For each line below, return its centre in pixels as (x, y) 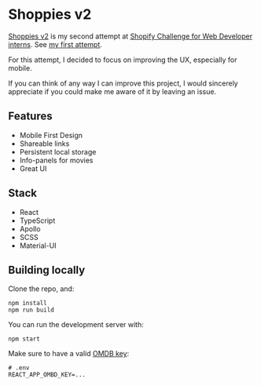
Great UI (33, 168)
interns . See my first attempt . (55, 44)
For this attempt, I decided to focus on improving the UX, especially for (123, 60)
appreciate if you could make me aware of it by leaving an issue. (112, 91)
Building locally (47, 269)
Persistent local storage (58, 151)
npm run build (31, 310)
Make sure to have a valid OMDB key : (69, 354)
